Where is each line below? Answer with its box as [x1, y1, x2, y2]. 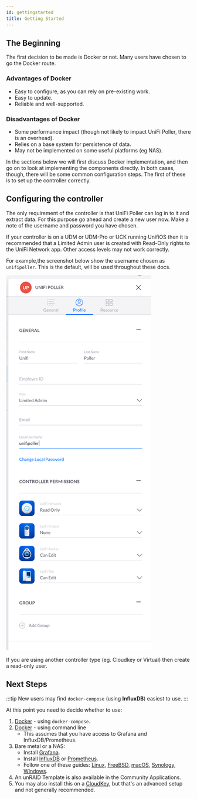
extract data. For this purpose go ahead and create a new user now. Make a [6, 216, 189, 223]
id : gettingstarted [6, 9, 54, 15]
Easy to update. [14, 94, 53, 101]
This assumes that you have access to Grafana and [23, 730, 148, 737]
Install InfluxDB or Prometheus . [23, 755, 98, 762]
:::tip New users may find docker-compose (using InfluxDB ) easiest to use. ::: [6, 695, 189, 702]
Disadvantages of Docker [6, 115, 80, 123]
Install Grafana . [23, 749, 60, 756]
